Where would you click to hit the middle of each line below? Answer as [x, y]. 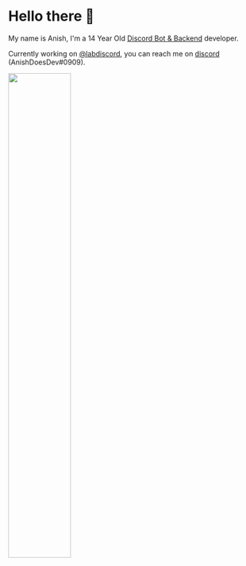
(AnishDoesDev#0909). [47, 62]
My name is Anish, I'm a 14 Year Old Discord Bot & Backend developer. [124, 38]
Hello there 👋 [52, 16]
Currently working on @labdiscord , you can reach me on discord [114, 53]
